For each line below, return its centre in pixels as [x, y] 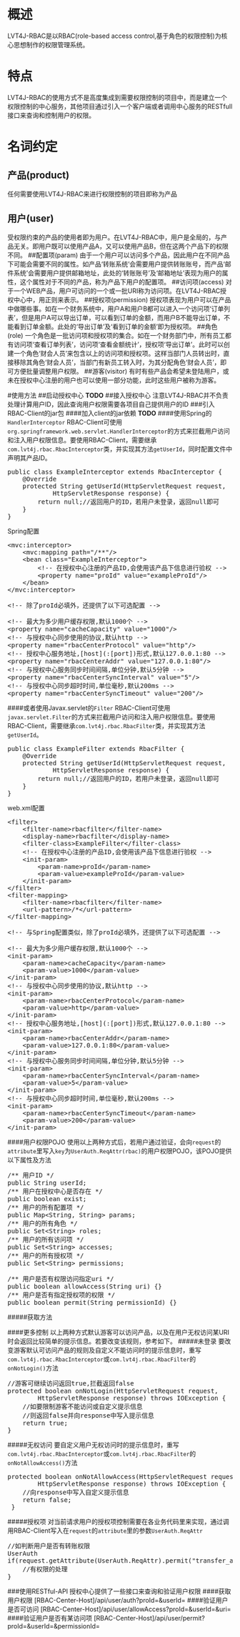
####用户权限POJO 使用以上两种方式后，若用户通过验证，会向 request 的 [114, 1142]
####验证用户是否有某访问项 [50, 1618]
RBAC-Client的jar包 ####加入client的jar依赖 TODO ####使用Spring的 [110, 413]
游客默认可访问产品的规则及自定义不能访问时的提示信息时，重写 [107, 1350]
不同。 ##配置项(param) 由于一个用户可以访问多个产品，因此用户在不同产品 [119, 255]
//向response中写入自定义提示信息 [76, 1492]
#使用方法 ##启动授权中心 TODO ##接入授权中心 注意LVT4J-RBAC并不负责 [118, 395]
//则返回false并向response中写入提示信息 [89, 1415]
